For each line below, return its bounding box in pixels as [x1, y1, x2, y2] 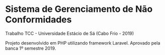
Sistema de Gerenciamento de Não [5, 3, 153, 15]
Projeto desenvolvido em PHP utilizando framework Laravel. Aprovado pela [5, 40, 160, 46]
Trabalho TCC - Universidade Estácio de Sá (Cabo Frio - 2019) [5, 30, 134, 36]
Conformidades [5, 14, 72, 25]
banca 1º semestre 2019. [5, 45, 56, 51]
